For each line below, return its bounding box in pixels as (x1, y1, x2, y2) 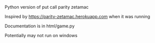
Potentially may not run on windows (4, 33, 78, 38)
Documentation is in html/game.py (4, 23, 75, 29)
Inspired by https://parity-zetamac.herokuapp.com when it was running (4, 14, 151, 19)
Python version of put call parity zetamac (4, 4, 89, 10)
